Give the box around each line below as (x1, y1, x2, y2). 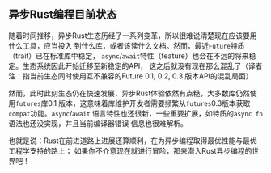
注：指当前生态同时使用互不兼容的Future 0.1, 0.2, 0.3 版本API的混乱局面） (8, 71, 253, 81)
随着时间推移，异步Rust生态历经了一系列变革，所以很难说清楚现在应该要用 (8, 31, 257, 40)
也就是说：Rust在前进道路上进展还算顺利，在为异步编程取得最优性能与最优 (8, 136, 257, 146)
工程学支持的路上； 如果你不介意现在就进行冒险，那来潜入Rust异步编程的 (8, 146, 252, 155)
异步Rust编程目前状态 (8, 7, 117, 22)
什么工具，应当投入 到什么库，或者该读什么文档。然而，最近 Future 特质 (8, 40, 245, 50)
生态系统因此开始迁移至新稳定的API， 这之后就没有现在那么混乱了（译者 (22, 61, 263, 70)
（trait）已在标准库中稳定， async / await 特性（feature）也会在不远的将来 (8, 51, 249, 61)
